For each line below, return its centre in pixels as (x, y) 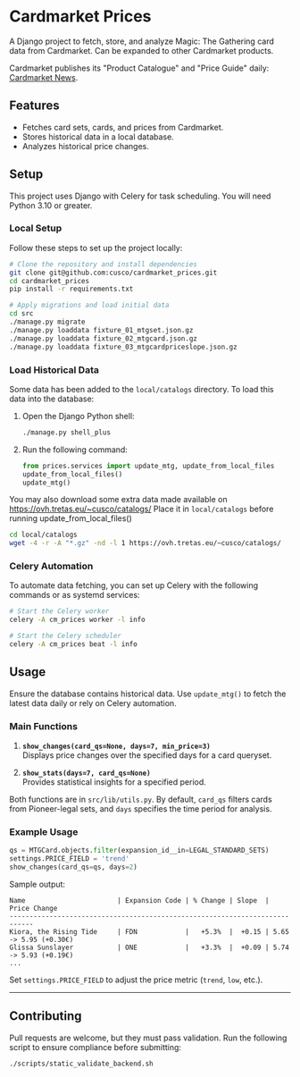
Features (34, 106)
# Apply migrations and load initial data (89, 306)
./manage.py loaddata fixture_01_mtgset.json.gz (101, 330)
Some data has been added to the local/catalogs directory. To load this (142, 389)
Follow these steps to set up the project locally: (96, 248)
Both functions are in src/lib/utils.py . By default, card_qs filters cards (141, 799)
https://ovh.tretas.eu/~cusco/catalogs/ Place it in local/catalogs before (142, 509)
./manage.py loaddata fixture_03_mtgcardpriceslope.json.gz (124, 347)
